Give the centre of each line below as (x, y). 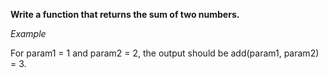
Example (28, 33)
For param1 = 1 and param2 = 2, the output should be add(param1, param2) (165, 53)
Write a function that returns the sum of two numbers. (125, 14)
